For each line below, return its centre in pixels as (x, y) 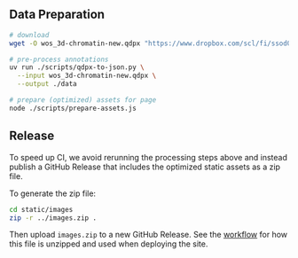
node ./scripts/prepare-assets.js (73, 108)
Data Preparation (57, 15)
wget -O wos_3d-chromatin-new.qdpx (75, 43)
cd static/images (41, 209)
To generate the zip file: (52, 193)
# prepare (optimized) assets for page (83, 100)
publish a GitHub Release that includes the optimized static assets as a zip (145, 167)
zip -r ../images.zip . (53, 218)
